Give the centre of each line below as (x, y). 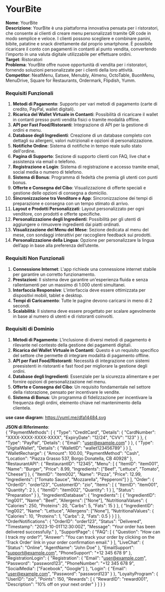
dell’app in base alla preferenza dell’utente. (56, 246)
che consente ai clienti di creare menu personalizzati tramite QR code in (78, 33)
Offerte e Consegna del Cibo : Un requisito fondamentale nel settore (82, 387)
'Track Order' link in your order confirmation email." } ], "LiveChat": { (75, 542)
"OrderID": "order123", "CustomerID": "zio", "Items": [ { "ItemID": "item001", (82, 484)
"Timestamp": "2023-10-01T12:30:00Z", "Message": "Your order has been (81, 526)
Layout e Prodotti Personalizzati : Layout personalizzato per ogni (78, 209)
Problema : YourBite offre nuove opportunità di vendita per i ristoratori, (77, 65)
